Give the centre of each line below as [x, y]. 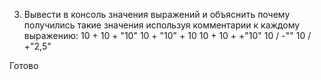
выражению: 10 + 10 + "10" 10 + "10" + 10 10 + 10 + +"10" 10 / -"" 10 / [167, 35]
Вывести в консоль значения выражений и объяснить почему [157, 14]
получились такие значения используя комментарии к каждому [162, 25]
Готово [24, 65]
